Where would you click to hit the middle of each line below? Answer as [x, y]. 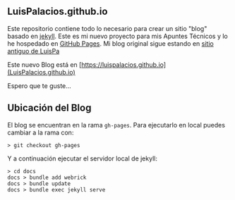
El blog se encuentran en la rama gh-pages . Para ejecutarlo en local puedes [116, 125]
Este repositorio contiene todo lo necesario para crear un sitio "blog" [107, 28]
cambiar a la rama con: [41, 132]
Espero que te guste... [40, 86]
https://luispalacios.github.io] [123, 64]
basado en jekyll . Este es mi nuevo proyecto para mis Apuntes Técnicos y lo [117, 36]
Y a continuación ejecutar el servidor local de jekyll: [82, 158]
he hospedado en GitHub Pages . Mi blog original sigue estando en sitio [110, 43]
